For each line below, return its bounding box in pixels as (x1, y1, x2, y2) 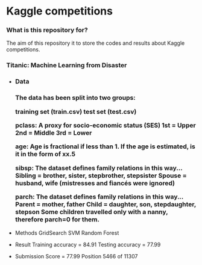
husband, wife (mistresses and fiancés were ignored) (14, 178, 175, 187)
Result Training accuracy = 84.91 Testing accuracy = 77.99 (14, 241, 161, 248)
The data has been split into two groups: (14, 94, 136, 102)
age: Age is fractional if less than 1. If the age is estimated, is (14, 142, 196, 151)
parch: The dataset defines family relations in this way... (14, 192, 184, 201)
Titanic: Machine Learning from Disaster (6, 61, 127, 70)
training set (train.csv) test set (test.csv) (14, 107, 137, 116)
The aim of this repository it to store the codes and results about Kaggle (6, 39, 185, 47)
